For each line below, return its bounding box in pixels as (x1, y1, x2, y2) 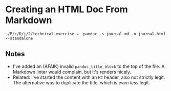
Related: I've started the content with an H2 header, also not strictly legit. (12, 74, 165, 80)
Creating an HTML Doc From (5, 4, 128, 15)
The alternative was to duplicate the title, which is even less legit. (12, 79, 150, 85)
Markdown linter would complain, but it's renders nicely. (12, 69, 132, 75)
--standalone (5, 36, 33, 41)
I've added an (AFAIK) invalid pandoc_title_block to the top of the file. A (12, 63, 165, 70)
